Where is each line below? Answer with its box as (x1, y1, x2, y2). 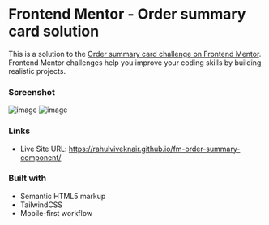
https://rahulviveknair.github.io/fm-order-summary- (68, 144, 241, 154)
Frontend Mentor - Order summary (8, 5, 246, 24)
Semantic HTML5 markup (19, 191, 106, 201)
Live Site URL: (19, 144, 67, 154)
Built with (8, 172, 47, 184)
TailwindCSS (19, 200, 63, 210)
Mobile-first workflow (19, 208, 93, 218)
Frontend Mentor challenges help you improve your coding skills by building (8, 58, 262, 67)
